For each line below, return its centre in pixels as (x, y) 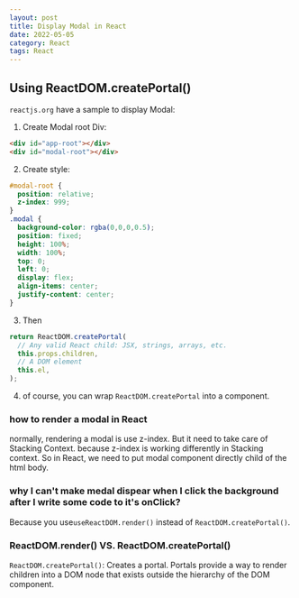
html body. (29, 468)
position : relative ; (56, 194)
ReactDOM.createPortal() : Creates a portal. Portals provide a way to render (148, 565)
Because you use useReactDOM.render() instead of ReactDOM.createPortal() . (150, 522)
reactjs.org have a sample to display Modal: (92, 109)
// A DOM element (50, 362)
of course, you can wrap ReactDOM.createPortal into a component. (146, 396)
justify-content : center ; (66, 295)
